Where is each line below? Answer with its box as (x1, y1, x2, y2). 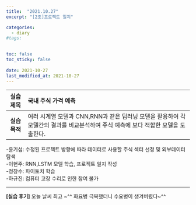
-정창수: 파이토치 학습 (6, 168, 55, 175)
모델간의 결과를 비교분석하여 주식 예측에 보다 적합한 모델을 (27, 121, 179, 129)
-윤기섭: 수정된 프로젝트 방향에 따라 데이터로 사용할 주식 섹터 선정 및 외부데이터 (6, 146, 185, 153)
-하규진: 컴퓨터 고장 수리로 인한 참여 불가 (6, 175, 99, 182)
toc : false (6, 51, 33, 57)
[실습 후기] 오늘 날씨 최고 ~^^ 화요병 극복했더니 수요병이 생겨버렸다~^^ (6, 193, 166, 200)
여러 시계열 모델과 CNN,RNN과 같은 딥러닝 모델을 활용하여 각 (27, 112, 186, 121)
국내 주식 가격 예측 (27, 97, 76, 105)
